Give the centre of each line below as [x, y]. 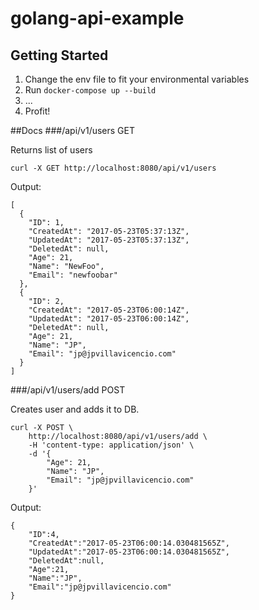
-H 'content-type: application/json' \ [111, 445]
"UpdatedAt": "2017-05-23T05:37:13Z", [109, 240]
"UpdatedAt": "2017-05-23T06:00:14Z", [109, 319]
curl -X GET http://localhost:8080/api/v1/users [113, 168]
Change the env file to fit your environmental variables [137, 79]
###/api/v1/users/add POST [68, 390]
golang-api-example [97, 18]
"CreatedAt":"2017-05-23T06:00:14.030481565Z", [129, 543]
